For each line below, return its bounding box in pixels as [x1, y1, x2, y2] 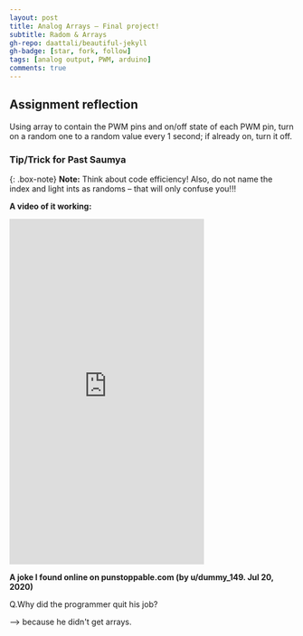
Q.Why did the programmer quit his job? [9, 598, 158, 610]
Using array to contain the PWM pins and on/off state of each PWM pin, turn [9, 121, 294, 132]
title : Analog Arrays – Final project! [9, 22, 160, 31]
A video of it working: [9, 201, 92, 211]
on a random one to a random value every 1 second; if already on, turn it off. [9, 130, 292, 141]
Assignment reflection [9, 97, 138, 113]
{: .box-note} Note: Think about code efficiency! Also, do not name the [9, 173, 273, 184]
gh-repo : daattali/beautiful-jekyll [9, 38, 147, 48]
